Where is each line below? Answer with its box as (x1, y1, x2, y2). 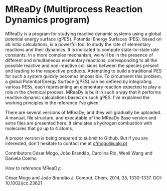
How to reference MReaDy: (5, 165, 62, 171)
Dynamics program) (5, 14, 90, 25)
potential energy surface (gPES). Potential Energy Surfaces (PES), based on (5, 36, 162, 42)
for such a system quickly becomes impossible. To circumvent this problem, (5, 73, 162, 79)
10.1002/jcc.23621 (5, 180, 43, 186)
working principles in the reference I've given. (5, 99, 100, 105)
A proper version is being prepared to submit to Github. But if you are (5, 135, 148, 141)
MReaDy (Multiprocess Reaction (5, 3, 143, 15)
